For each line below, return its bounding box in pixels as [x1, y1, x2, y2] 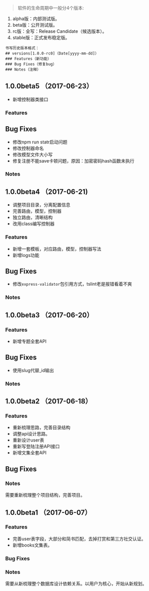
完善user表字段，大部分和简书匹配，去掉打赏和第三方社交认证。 [12, 535, 146, 542]
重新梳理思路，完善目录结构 [12, 424, 71, 431]
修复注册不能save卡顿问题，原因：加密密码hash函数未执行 [12, 157, 135, 164]
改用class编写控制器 [12, 221, 55, 227]
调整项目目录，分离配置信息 [12, 202, 71, 208]
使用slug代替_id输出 [12, 367, 54, 373]
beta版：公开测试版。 [12, 22, 58, 28]
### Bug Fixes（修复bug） [5, 62, 57, 67]
